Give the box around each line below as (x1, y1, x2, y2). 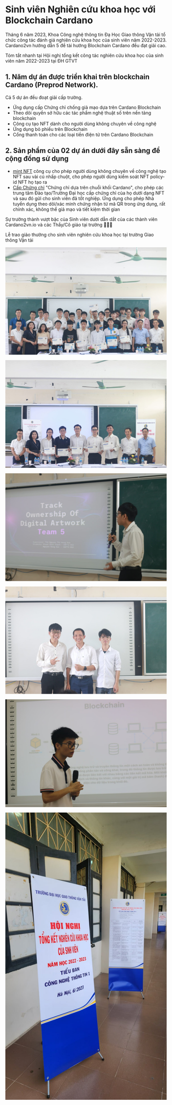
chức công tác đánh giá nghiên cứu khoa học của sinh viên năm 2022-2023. (5, 37, 167, 43)
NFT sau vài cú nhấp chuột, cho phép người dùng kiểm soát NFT (12, 173, 149, 180)
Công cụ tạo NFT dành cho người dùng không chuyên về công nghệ (12, 121, 157, 127)
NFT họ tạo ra (17, 179, 48, 185)
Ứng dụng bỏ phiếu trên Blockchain (12, 126, 88, 132)
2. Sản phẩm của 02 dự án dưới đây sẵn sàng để (5, 146, 160, 155)
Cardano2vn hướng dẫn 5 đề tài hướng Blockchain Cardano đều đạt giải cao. (5, 42, 167, 48)
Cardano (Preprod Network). (5, 81, 98, 89)
